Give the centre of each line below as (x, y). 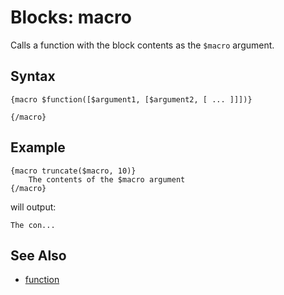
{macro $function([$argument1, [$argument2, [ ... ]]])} (131, 99)
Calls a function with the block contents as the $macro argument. (142, 45)
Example (38, 147)
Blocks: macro (71, 17)
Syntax (33, 76)
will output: (33, 207)
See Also (38, 255)
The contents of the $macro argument (107, 179)
